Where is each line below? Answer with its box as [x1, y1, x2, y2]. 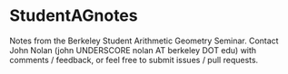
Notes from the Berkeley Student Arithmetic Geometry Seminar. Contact [9, 35, 279, 46]
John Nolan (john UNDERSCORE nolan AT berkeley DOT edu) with [9, 44, 257, 55]
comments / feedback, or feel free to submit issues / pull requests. [9, 54, 259, 65]
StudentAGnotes [9, 5, 138, 26]
